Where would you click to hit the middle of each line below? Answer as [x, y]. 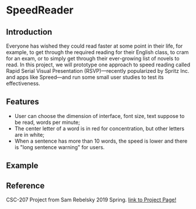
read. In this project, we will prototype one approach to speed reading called [98, 65]
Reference [25, 186]
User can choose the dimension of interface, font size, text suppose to [99, 116]
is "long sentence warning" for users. [60, 147]
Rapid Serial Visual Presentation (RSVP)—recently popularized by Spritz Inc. [98, 71]
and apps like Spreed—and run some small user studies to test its [85, 77]
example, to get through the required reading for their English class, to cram [97, 52]
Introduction [29, 32]
